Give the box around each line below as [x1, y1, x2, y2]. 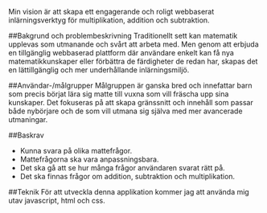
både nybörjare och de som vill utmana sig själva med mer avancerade [8, 106, 243, 116]
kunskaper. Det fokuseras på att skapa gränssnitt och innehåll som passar [8, 98, 253, 107]
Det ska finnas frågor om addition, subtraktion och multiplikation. [19, 172, 236, 181]
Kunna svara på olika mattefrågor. [19, 146, 133, 155]
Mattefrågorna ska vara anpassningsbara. [19, 154, 159, 164]
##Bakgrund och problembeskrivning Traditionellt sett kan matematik [8, 31, 238, 40]
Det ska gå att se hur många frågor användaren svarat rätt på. [19, 163, 225, 172]
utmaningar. [8, 115, 48, 124]
